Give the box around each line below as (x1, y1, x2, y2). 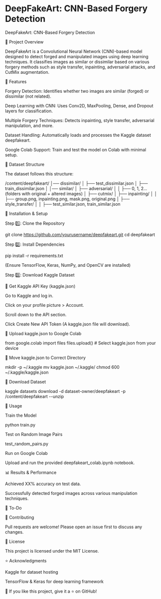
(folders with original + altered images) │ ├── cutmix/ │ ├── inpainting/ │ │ (5, 191, 157, 196)
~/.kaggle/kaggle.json (5, 369, 49, 375)
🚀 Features (5, 79, 27, 85)
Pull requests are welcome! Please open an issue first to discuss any (5, 524, 143, 530)
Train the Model (5, 412, 37, 418)
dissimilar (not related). (5, 93, 52, 99)
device (5, 345, 18, 351)
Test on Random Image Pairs (5, 431, 63, 437)
